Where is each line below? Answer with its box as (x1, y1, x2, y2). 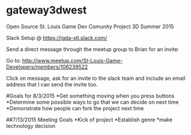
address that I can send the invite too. (6, 80, 98, 88)
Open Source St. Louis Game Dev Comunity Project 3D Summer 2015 (6, 23, 174, 30)
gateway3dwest (6, 4, 87, 17)
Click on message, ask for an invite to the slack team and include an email (6, 75, 186, 82)
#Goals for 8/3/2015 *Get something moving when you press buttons (6, 92, 175, 99)
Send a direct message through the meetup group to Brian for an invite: (6, 45, 179, 53)
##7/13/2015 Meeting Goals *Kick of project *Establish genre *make (6, 116, 173, 123)
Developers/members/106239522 (6, 63, 88, 70)
